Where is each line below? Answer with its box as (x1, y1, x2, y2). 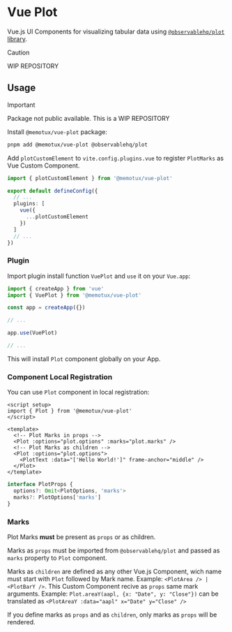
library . (7, 34, 28, 43)
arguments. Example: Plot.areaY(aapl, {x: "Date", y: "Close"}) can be (7, 589, 219, 598)
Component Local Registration (7, 372, 113, 381)
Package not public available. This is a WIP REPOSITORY (7, 114, 170, 122)
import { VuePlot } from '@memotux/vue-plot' (7, 291, 141, 299)
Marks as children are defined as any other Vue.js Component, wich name (7, 567, 222, 576)
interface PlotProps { (7, 481, 73, 488)
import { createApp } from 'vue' (7, 285, 105, 292)
